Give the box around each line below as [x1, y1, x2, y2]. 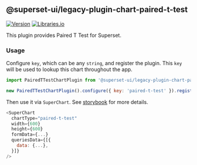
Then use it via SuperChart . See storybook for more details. [6, 98, 148, 105]
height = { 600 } [11, 126, 43, 132]
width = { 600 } [11, 120, 41, 127]
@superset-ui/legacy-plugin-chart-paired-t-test [6, 5, 188, 15]
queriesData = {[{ [11, 137, 51, 143]
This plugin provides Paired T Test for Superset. [6, 32, 122, 39]
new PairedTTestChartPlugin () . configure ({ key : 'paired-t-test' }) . [6, 87, 177, 93]
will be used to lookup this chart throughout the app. [6, 66, 133, 73]
